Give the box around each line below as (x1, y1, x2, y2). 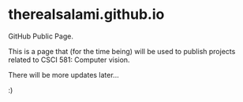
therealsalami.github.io (8, 5, 165, 24)
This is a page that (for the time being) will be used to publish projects (8, 46, 236, 56)
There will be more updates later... (8, 70, 120, 79)
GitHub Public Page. (8, 31, 73, 41)
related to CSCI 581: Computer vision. (8, 55, 130, 64)
